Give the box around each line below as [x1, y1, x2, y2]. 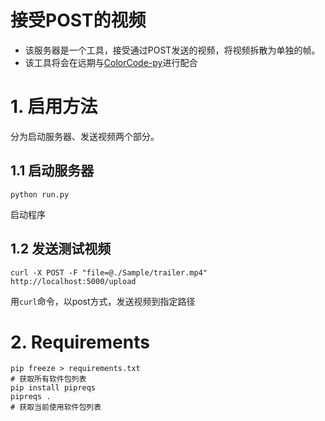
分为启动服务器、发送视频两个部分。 [10, 130, 160, 142]
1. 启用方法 [10, 96, 98, 118]
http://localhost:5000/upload [10, 276, 137, 286]
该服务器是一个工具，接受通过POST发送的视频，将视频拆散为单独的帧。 [24, 44, 321, 56]
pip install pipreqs [10, 383, 97, 393]
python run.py [10, 189, 70, 200]
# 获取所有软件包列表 [10, 374, 87, 385]
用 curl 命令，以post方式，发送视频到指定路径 [10, 295, 196, 307]
